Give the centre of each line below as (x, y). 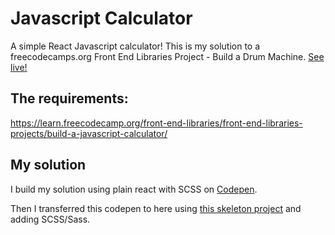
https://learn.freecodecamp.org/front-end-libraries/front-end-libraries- (156, 123)
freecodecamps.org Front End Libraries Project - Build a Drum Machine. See (167, 56)
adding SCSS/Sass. (50, 219)
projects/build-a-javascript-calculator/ (89, 133)
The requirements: (69, 98)
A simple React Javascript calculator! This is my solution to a (135, 46)
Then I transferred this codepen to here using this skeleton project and (156, 208)
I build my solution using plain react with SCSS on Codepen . (134, 189)
